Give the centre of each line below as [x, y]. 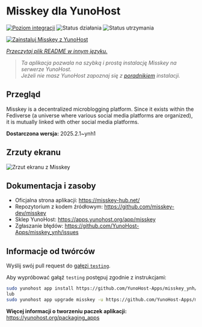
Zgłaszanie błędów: [39, 226]
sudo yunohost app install [40, 288]
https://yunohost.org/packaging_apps [53, 317]
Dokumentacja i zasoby [51, 186]
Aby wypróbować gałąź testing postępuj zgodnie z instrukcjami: [86, 278]
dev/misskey [30, 213]
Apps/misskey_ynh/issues [47, 232]
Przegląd [23, 95]
